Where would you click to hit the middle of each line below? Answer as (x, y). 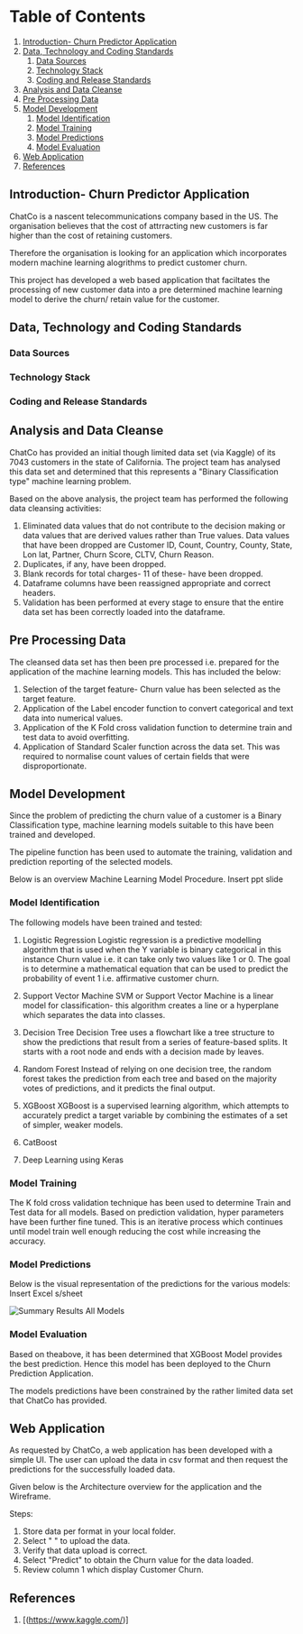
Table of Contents (78, 17)
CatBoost (40, 1142)
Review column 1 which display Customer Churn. (113, 1570)
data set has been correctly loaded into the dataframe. (124, 611)
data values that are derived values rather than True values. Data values (156, 535)
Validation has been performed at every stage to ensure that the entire (153, 602)
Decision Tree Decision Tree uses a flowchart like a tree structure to (148, 1032)
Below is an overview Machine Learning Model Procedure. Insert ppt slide (147, 879)
